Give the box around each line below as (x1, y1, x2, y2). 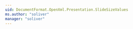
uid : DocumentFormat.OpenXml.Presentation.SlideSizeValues (5, 7, 129, 12)
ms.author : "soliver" (5, 12, 50, 17)
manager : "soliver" (5, 16, 45, 21)
